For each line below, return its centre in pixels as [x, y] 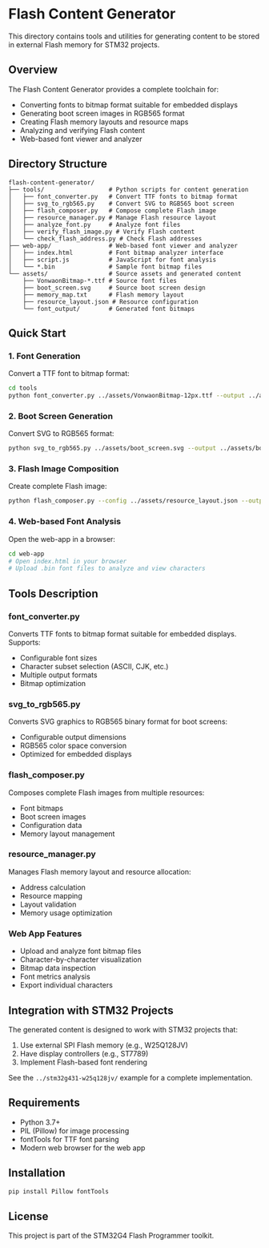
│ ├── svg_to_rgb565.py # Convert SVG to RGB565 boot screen [121, 204]
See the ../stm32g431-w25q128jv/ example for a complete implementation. [130, 1077]
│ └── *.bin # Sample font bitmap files [105, 267]
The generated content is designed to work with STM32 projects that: [123, 1029]
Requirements [44, 1103]
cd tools [23, 388]
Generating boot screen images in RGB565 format [102, 113]
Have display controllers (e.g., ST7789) [84, 1053]
